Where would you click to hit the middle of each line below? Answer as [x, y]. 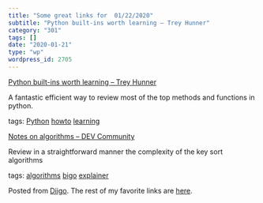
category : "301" [35, 30]
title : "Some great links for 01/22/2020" [81, 15]
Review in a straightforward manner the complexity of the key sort [116, 152]
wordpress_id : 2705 [40, 60]
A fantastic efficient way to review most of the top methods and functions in [131, 97]
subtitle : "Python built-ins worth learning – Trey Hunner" [109, 23]
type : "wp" [26, 52]
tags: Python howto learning [54, 121]
